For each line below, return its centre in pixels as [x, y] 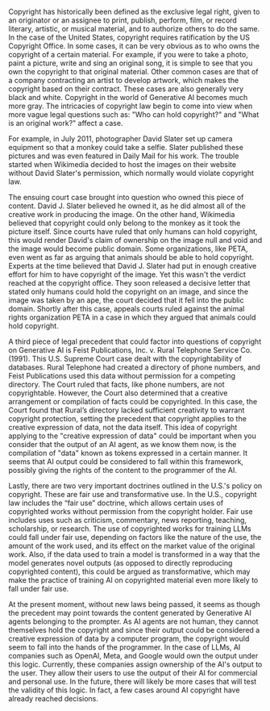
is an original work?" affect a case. [66, 123]
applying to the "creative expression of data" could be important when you [132, 436]
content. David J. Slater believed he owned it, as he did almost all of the [127, 206]
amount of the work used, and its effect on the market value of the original [132, 546]
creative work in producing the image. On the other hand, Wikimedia [122, 214]
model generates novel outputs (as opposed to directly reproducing [120, 563]
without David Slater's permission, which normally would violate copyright [131, 173]
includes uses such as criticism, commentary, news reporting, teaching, [128, 520]
